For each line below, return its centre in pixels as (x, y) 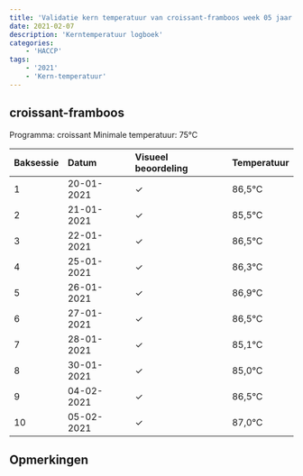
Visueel (151, 157)
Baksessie (37, 162)
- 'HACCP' (44, 51)
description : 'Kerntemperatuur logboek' (87, 34)
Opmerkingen (49, 459)
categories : (32, 43)
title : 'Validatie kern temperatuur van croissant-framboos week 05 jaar (151, 18)
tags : (19, 59)
